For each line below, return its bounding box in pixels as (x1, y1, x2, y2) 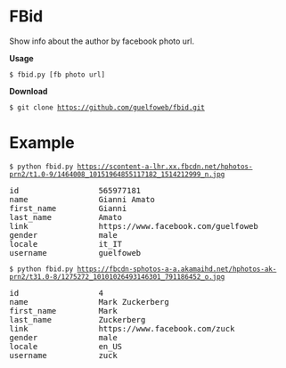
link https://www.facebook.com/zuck (9, 323, 235, 333)
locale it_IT (9, 239, 123, 249)
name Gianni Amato (9, 194, 156, 204)
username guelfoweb (9, 248, 142, 258)
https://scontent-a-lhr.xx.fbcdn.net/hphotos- (77, 162, 253, 171)
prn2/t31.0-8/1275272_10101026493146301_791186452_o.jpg (9, 272, 225, 282)
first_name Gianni (9, 203, 127, 213)
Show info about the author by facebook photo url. (9, 36, 195, 46)
